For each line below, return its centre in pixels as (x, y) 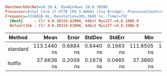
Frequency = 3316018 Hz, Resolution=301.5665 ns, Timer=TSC (66, 16)
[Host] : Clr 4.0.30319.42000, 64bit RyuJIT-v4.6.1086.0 (74, 21)
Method (18, 38)
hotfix (14, 64)
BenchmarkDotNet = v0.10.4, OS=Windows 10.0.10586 (56, 7)
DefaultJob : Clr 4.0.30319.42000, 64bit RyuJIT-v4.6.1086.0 (74, 25)
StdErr (117, 38)
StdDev (93, 38)
